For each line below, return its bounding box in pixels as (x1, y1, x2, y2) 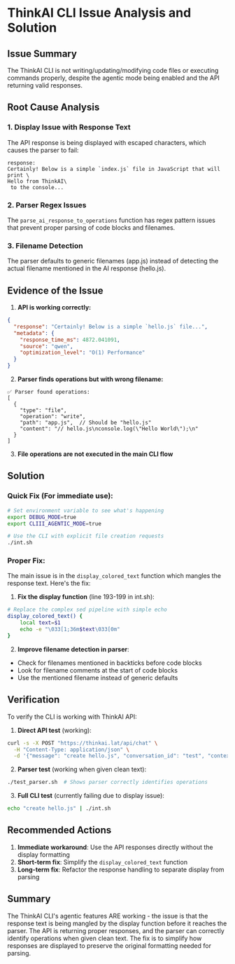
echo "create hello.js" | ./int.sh (7, 805, 111, 812)
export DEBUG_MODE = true (7, 514, 77, 521)
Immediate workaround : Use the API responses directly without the (17, 843, 213, 851)
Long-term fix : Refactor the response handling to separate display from (17, 865, 225, 874)
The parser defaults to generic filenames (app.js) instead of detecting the (7, 257, 219, 266)
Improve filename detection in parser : (17, 645, 129, 653)
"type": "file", (20, 407, 68, 414)
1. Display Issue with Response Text (7, 123, 131, 132)
